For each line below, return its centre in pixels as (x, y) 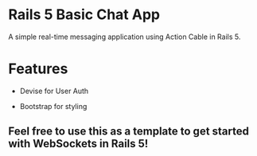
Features (38, 69)
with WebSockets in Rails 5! (78, 144)
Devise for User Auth (54, 91)
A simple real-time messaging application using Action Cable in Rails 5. (125, 37)
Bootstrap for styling (53, 106)
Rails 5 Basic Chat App (84, 15)
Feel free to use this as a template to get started (128, 132)
